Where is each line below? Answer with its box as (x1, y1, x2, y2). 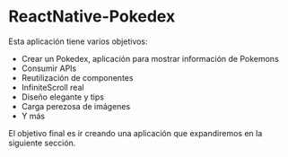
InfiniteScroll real (21, 82, 84, 92)
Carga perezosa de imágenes (21, 100, 131, 111)
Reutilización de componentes (21, 72, 134, 83)
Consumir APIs (21, 63, 77, 74)
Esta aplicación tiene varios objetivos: (8, 36, 149, 47)
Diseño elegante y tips (21, 92, 105, 102)
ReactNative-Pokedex (8, 6, 176, 27)
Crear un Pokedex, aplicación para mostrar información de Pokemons (21, 53, 279, 64)
